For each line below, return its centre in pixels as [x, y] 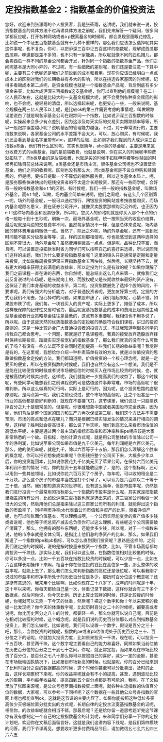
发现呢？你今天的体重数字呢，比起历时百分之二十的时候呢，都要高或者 [88, 607]
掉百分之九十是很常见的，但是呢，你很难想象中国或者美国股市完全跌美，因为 [81, 406]
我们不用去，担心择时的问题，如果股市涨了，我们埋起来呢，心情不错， [83, 297]
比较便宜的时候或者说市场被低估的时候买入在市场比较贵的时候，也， [86, 370]
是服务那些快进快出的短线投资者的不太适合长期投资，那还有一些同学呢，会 [79, 182]
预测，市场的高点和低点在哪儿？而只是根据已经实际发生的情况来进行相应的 [79, 419]
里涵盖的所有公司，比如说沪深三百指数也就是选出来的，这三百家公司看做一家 [81, 498]
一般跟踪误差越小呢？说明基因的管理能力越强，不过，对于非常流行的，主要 [83, 127]
